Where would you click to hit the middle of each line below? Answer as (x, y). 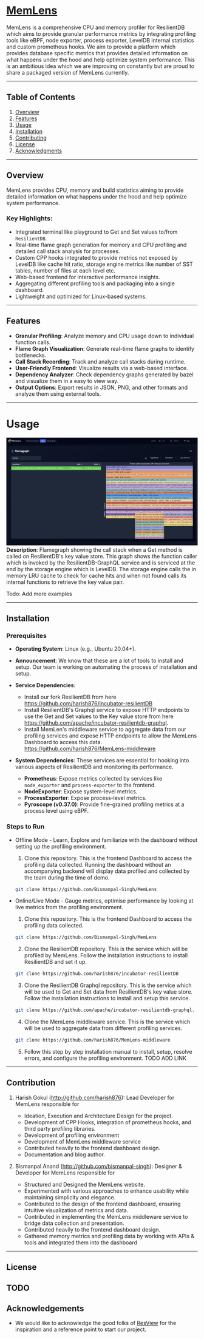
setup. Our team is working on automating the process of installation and (106, 667)
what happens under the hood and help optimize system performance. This (101, 59)
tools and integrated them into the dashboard (81, 1242)
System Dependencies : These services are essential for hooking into (102, 761)
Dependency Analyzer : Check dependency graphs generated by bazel (104, 375)
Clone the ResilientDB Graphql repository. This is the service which (108, 985)
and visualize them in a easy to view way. (67, 381)
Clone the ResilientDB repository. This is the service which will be (106, 949)
